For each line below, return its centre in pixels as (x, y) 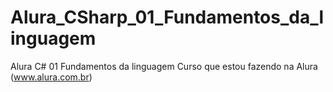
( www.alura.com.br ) (51, 77)
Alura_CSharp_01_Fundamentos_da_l (167, 17)
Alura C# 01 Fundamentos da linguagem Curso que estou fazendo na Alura (164, 66)
